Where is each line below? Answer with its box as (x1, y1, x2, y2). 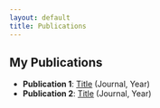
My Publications (9, 55, 103, 70)
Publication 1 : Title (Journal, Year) (22, 78, 151, 90)
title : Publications (9, 22, 88, 31)
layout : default (9, 13, 71, 22)
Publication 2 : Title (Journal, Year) (22, 88, 152, 99)
